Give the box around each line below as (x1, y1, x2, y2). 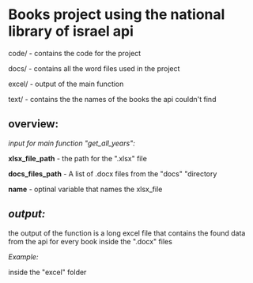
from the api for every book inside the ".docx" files (8, 236, 172, 246)
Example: (8, 251, 39, 262)
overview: (8, 117, 59, 131)
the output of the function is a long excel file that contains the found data (8, 228, 246, 238)
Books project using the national (8, 6, 225, 24)
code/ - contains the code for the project (8, 48, 142, 58)
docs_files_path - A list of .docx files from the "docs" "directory (8, 168, 217, 179)
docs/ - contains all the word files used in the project (8, 63, 180, 73)
